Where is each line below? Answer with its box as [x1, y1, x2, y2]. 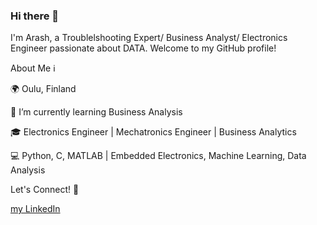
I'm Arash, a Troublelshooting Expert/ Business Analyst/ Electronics [10, 32, 288, 44]
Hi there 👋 [10, 9, 60, 23]
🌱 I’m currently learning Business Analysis [10, 106, 183, 118]
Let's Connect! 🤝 [10, 184, 80, 196]
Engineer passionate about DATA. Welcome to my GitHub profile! [10, 42, 277, 54]
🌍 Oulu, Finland [10, 83, 77, 95]
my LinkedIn [10, 203, 61, 215]
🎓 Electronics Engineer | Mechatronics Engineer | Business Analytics [10, 126, 297, 138]
